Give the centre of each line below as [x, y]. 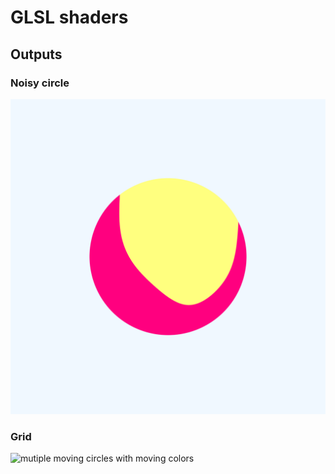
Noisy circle [40, 83]
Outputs [36, 54]
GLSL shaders [69, 17]
